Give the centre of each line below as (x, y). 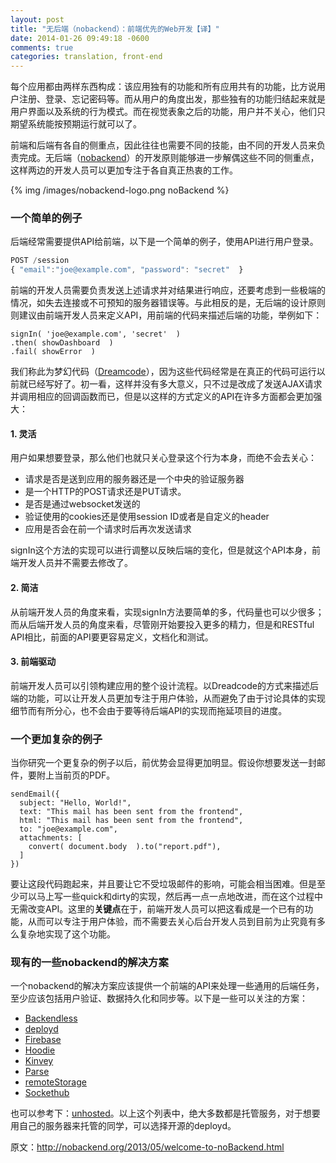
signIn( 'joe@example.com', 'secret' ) (96, 334)
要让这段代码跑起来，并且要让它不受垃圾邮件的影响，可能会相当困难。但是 (163, 884)
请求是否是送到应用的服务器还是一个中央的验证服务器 (134, 479)
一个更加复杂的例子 (56, 739)
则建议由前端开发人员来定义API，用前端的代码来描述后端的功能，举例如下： (166, 315)
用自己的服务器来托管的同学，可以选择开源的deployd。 (123, 1126)
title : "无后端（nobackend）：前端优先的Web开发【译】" (115, 29)
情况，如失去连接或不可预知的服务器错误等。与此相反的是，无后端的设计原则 (168, 303)
